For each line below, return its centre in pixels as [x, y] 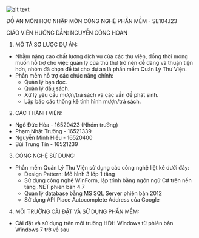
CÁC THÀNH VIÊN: [39, 113]
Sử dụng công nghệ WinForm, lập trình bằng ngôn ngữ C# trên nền [108, 180]
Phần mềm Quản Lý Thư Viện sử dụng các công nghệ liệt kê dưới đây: [102, 167]
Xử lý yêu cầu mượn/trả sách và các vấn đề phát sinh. [91, 95]
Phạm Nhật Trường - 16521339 [53, 131]
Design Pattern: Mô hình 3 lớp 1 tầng [69, 174]
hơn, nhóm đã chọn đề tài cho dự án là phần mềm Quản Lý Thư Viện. [101, 69]
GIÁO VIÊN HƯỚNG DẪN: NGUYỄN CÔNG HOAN [67, 33]
